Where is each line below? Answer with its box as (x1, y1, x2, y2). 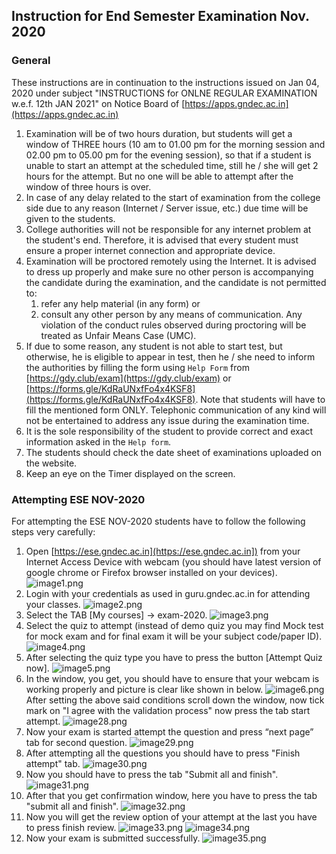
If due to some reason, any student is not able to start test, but (25, 340, 283, 352)
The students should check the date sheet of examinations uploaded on (25, 446, 323, 458)
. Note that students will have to (195, 393, 326, 405)
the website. (25, 457, 78, 469)
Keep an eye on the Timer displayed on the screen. (25, 467, 236, 479)
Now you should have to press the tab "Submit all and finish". (25, 768, 279, 780)
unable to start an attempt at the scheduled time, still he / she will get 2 (25, 159, 319, 171)
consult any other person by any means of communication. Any (40, 308, 303, 320)
